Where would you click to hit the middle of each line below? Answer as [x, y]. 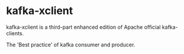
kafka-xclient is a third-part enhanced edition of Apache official [83, 27]
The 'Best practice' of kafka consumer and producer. [71, 45]
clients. [15, 33]
